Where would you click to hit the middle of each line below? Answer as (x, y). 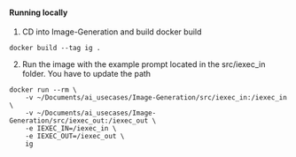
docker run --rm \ (43, 90)
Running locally (39, 12)
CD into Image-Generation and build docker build (112, 32)
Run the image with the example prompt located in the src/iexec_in (144, 64)
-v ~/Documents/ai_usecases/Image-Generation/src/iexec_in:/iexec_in (156, 98)
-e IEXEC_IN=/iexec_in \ (71, 129)
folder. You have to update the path (86, 74)
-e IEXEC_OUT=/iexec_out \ (75, 137)
